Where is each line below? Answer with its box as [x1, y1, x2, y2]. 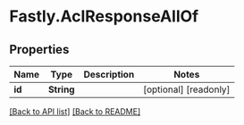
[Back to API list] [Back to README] [9, 106, 141, 117]
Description [83, 69, 135, 80]
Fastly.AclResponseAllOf [9, 6, 199, 27]
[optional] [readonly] [142, 83, 231, 96]
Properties [9, 42, 70, 57]
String [47, 83, 75, 96]
